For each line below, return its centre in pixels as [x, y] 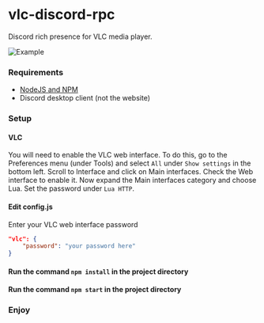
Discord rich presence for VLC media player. [80, 36]
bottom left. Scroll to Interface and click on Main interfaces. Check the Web [131, 172]
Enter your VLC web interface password [73, 224]
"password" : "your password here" [79, 246]
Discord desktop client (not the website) [85, 98]
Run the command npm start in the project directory [95, 290]
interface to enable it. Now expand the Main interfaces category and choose [132, 180]
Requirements [36, 72]
